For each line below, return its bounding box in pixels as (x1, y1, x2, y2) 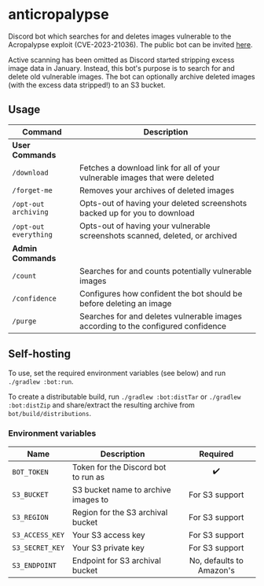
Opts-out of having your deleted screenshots (79, 197, 247, 208)
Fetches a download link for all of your (79, 162, 221, 173)
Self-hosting (8, 348, 71, 361)
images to (71, 494, 108, 505)
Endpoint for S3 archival (71, 555, 161, 566)
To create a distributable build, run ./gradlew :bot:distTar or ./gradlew (8, 392, 241, 401)
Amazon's (197, 565, 236, 576)
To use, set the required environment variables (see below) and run (8, 368, 226, 378)
